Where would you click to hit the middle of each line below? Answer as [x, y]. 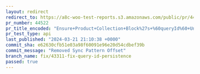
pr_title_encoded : [28, 28]
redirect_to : [22, 17]
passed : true [22, 61]
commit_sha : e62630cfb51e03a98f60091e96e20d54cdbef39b [75, 45]
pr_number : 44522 [27, 23]
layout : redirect [27, 12]
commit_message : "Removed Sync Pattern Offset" [66, 51]
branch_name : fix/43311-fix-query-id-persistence [69, 56]
